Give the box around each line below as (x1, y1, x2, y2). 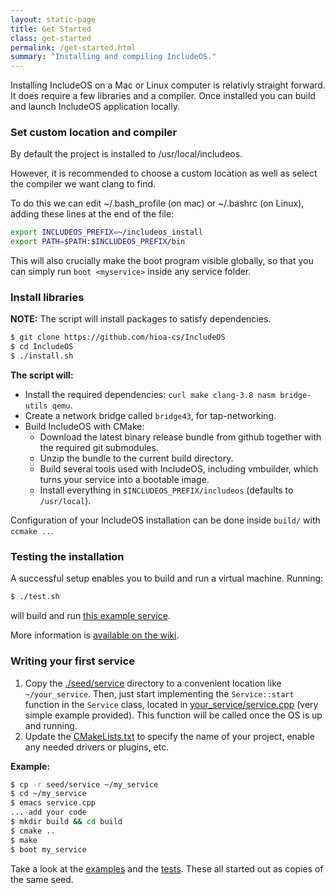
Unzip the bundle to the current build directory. (39, 452, 234, 465)
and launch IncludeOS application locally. (10, 101, 180, 113)
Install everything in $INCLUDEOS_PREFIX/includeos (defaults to (39, 484, 294, 496)
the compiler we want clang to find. (10, 178, 157, 190)
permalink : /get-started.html (10, 42, 137, 53)
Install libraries (10, 291, 85, 305)
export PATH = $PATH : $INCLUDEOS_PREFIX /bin (10, 237, 186, 247)
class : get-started (10, 33, 92, 43)
